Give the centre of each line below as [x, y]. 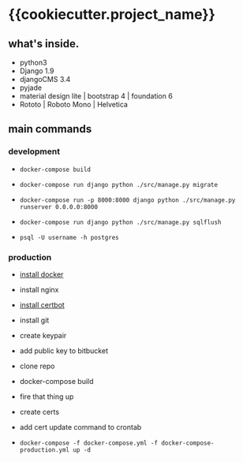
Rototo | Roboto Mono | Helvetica [74, 104]
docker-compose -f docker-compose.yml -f [88, 443]
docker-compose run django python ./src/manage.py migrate [119, 184]
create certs [39, 412]
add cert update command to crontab [80, 427]
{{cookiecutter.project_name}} [112, 15]
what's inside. [44, 44]
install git [34, 320]
